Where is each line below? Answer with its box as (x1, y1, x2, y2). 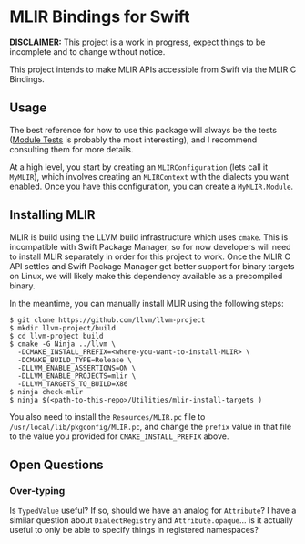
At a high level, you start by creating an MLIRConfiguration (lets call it (9, 162, 269, 173)
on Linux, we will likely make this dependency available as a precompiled (9, 270, 283, 281)
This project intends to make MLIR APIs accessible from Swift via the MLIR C (9, 64, 297, 75)
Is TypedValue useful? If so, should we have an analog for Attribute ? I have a (9, 505, 297, 517)
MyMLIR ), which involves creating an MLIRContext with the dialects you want (9, 171, 290, 182)
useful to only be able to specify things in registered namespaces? (9, 525, 259, 536)
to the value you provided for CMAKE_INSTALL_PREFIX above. (9, 431, 229, 442)
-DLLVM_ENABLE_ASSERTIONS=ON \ (17, 363, 137, 372)
